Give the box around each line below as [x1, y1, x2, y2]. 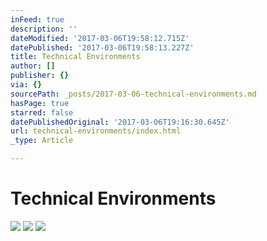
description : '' [10, 24, 78, 34]
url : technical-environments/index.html [10, 126, 182, 136]
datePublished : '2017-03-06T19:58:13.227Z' [10, 42, 195, 53]
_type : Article [10, 136, 74, 146]
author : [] [10, 61, 56, 71]
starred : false [10, 107, 74, 118]
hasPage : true [10, 98, 70, 108]
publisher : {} [10, 71, 70, 81]
